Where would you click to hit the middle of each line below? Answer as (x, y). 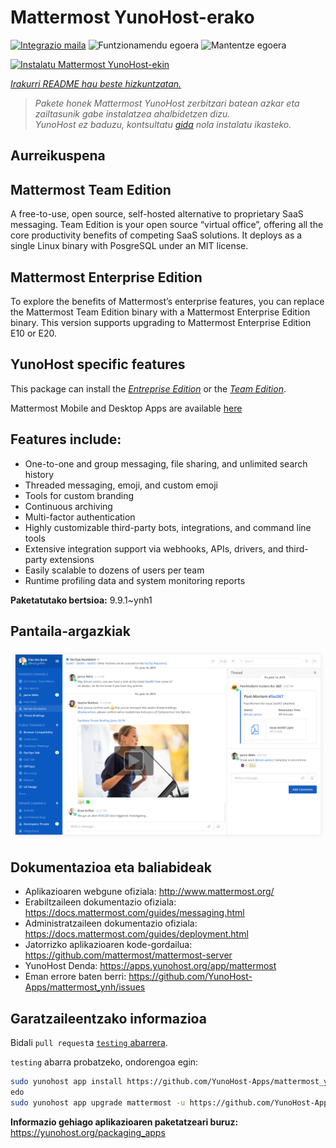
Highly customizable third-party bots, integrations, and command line (168, 527)
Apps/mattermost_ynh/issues (85, 987)
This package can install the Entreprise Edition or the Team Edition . (148, 388)
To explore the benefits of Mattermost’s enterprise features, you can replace (167, 301)
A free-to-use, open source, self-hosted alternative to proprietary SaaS (157, 214)
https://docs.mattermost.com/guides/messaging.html (134, 913)
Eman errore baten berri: (75, 977)
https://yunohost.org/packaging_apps (88, 1132)
